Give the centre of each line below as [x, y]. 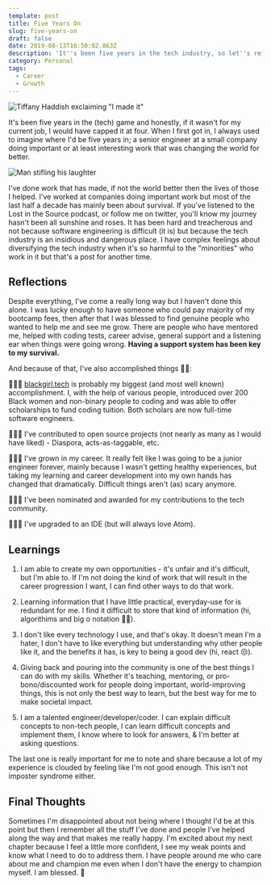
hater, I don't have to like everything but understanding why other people [141, 643]
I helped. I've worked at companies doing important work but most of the [130, 196]
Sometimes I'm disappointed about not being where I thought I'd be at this [131, 820]
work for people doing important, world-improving [162, 685]
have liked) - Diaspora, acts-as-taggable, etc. [84, 443]
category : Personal [41, 61]
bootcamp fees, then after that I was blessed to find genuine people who [129, 318]
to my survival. [34, 353]
